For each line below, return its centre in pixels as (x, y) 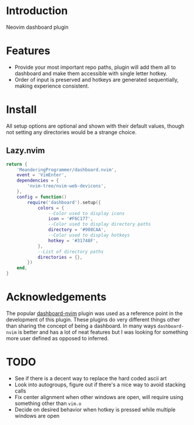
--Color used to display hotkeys (89, 235)
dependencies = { (38, 180)
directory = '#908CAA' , (77, 230)
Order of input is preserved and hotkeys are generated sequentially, (97, 79)
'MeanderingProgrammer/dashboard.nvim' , (67, 170)
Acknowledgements (56, 297)
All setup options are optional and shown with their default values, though (95, 126)
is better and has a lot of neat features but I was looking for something (103, 332)
